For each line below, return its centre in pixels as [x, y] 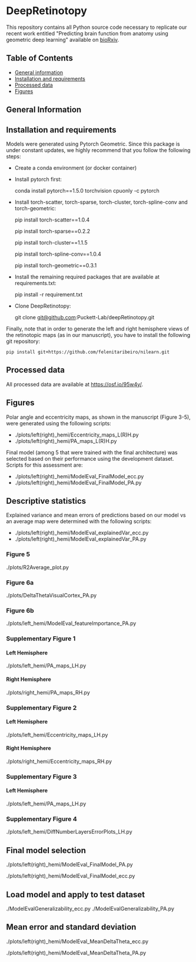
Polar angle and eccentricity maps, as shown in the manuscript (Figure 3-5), [99, 417]
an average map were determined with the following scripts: [79, 521]
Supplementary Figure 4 [42, 819]
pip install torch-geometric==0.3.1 [56, 265]
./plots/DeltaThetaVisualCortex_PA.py [52, 595]
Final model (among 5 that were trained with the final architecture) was [92, 452]
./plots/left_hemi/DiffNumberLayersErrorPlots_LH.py [69, 832]
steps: [14, 156]
